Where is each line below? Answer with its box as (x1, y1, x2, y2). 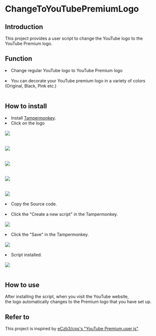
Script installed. (11, 252, 42, 258)
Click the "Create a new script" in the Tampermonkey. (11, 211, 118, 217)
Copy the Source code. (11, 201, 57, 207)
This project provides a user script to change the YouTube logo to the (5, 35, 143, 41)
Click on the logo (11, 120, 45, 126)
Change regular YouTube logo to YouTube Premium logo (11, 67, 123, 73)
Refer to (5, 313, 30, 321)
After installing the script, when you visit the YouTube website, (5, 294, 129, 300)
